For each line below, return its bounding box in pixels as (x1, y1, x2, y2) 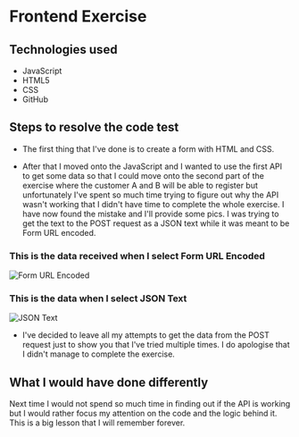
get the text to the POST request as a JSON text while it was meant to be (21, 217, 290, 229)
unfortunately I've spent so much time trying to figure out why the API (21, 189, 279, 200)
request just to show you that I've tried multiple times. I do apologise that (21, 340, 290, 350)
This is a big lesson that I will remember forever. (9, 417, 186, 428)
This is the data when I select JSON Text (9, 292, 187, 305)
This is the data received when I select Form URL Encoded (9, 249, 266, 262)
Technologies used (9, 42, 118, 57)
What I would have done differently (9, 374, 209, 390)
